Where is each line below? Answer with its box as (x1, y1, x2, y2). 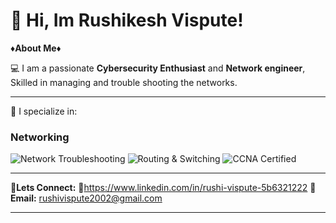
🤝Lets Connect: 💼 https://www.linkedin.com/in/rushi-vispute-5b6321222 (10, 182, 308, 194)
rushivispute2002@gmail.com (38, 192, 163, 204)
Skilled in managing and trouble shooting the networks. (10, 76, 238, 88)
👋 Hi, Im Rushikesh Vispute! (10, 9, 244, 32)
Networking (10, 130, 70, 144)
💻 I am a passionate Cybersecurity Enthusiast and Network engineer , (10, 62, 306, 74)
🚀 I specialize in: (10, 105, 78, 117)
